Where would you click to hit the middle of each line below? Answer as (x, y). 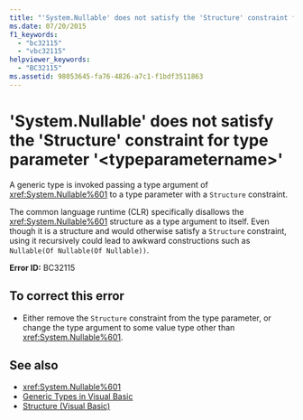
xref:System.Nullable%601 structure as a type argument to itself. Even (139, 221)
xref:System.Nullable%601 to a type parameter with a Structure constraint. (149, 194)
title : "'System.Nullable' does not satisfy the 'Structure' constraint (149, 18)
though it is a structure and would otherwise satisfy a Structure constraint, (148, 230)
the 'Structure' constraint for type (139, 140)
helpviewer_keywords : (50, 60)
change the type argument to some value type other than (129, 327)
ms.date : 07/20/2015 (48, 26)
